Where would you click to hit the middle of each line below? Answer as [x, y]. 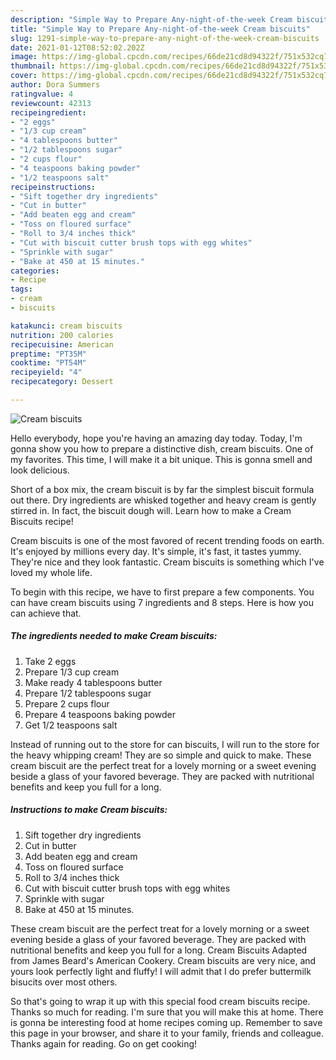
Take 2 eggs [50, 661]
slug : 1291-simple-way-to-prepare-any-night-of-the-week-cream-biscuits [165, 38]
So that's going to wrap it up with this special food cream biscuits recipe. [160, 1001]
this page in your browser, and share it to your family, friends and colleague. [167, 1033]
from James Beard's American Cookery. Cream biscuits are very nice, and [163, 960]
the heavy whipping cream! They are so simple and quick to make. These [161, 755]
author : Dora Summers [55, 85]
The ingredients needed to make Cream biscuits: [114, 636]
